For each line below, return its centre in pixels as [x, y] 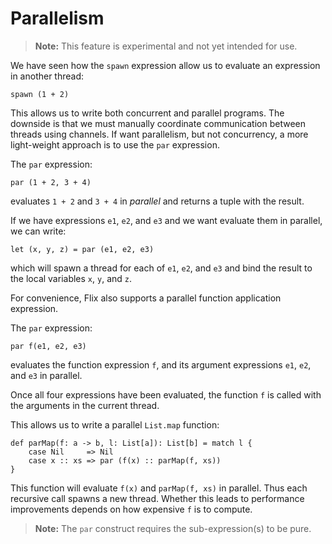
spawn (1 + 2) [40, 94]
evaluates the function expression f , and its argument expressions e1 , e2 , [161, 364]
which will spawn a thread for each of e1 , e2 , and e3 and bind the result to [161, 268]
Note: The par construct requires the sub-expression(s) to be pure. [173, 528]
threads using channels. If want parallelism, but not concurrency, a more [159, 134]
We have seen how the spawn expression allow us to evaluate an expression [165, 65]
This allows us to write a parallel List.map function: [115, 424]
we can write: [38, 231]
